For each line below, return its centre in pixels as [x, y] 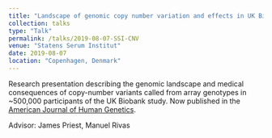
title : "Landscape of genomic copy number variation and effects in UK [132, 16]
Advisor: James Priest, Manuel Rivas [70, 125]
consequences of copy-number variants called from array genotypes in [127, 92]
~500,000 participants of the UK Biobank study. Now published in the [125, 101]
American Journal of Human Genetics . [72, 109]
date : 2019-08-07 [38, 53]
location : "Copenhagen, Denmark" [65, 61]
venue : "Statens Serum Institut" [65, 46]
